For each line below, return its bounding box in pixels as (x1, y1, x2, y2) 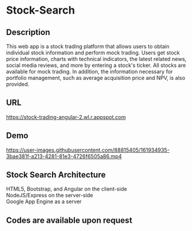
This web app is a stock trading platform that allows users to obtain (6, 43, 170, 50)
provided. (6, 81, 30, 88)
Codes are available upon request (6, 215, 133, 225)
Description (6, 27, 50, 37)
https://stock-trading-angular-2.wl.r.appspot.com (6, 113, 126, 120)
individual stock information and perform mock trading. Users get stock (6, 49, 180, 56)
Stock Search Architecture (6, 170, 106, 180)
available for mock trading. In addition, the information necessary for (6, 68, 173, 75)
